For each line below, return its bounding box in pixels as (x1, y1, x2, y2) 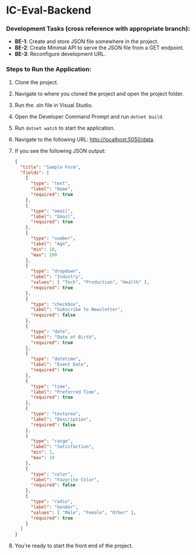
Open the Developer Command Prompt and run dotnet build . (14, 113, 164, 120)
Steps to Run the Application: (6, 65, 92, 74)
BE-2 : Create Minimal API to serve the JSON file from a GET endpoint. (14, 44, 184, 51)
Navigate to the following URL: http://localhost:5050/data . (14, 136, 155, 143)
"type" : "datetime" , (30, 356, 81, 362)
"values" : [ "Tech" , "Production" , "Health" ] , (30, 280, 150, 285)
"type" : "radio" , (30, 499, 74, 505)
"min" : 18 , (30, 246, 58, 252)
